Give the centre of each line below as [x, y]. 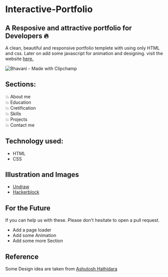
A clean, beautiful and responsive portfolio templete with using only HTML [83, 48]
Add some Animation [34, 236]
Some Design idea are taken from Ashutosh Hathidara [61, 269]
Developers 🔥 [27, 36]
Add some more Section [38, 241]
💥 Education [18, 102]
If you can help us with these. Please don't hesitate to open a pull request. [82, 220]
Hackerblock [26, 192]
